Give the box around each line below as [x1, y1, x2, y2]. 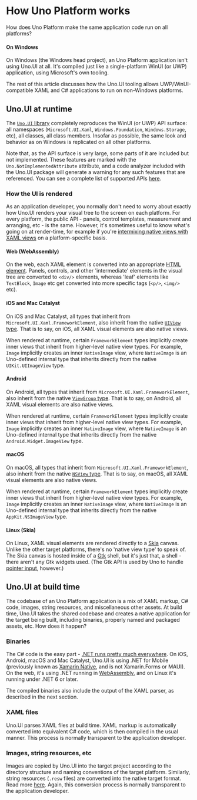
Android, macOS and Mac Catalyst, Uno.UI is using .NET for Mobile [6, 657, 169, 664]
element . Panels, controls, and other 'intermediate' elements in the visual [6, 267, 183, 274]
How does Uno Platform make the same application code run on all [6, 24, 168, 31]
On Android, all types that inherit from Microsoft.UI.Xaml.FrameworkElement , [6, 388, 190, 395]
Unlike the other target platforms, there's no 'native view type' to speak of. [6, 546, 186, 553]
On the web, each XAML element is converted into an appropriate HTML [6, 261, 181, 268]
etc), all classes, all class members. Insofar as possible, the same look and [6, 132, 186, 139]
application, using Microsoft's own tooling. [6, 69, 109, 76]
